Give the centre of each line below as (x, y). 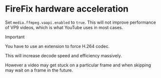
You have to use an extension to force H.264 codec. (57, 46)
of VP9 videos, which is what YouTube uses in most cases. (64, 27)
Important (15, 37)
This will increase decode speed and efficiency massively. (63, 55)
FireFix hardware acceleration (67, 9)
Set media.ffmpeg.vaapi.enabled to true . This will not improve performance (80, 22)
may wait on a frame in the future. (39, 70)
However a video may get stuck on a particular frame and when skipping (78, 65)
